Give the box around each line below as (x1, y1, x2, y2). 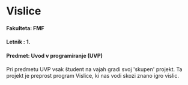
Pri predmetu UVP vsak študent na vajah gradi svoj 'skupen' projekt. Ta (6, 65, 183, 73)
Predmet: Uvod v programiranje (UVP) (6, 52, 103, 59)
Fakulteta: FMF (6, 24, 45, 31)
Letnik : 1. (6, 38, 31, 46)
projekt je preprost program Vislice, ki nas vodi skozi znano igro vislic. (6, 72, 179, 79)
